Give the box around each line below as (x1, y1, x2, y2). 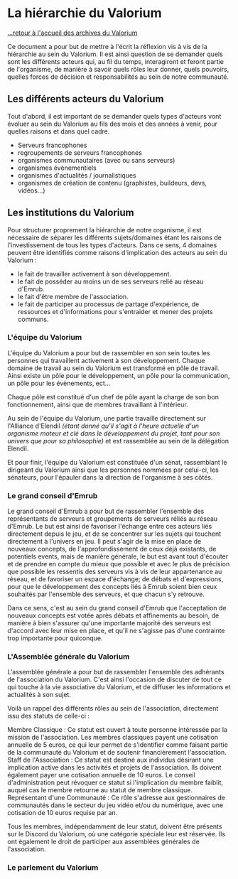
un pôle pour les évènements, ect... (7, 379, 111, 387)
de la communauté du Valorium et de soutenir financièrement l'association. (7, 748, 227, 757)
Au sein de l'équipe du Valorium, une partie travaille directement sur (7, 414, 206, 422)
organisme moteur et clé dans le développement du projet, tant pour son (7, 428, 220, 438)
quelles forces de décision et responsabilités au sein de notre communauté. (7, 72, 229, 81)
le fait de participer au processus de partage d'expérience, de (17, 300, 200, 308)
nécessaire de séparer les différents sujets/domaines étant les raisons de (7, 233, 222, 242)
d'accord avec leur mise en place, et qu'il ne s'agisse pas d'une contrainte (7, 627, 225, 635)
